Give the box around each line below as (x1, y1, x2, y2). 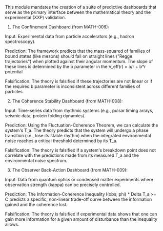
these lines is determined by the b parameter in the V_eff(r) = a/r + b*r (5, 63, 146, 69)
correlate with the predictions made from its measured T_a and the (5, 152, 139, 158)
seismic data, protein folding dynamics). (5, 113, 86, 119)
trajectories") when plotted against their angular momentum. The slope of (5, 59, 153, 64)
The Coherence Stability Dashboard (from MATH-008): (12, 98, 123, 104)
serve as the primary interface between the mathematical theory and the (5, 9, 151, 15)
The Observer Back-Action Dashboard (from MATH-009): (12, 167, 128, 173)
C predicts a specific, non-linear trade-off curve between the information (5, 196, 152, 202)
